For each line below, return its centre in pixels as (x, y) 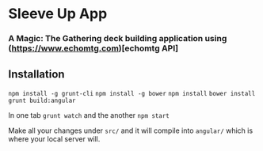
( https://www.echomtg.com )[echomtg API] (93, 48)
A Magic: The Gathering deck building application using (118, 39)
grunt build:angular (42, 100)
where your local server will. (54, 138)
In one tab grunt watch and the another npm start (89, 115)
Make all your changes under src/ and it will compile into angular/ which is (131, 130)
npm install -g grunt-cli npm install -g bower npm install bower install (132, 93)
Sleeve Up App (58, 14)
